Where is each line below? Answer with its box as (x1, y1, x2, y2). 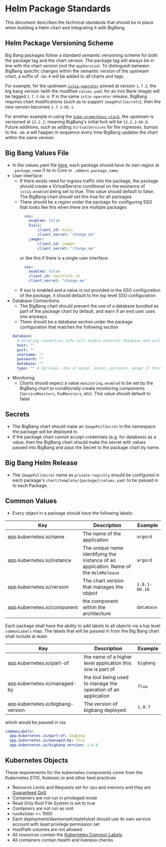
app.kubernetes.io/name (7, 533, 65, 540)
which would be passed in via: (5, 719, 67, 725)
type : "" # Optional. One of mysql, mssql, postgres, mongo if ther (17, 366, 161, 371)
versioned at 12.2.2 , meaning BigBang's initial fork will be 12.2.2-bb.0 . (5, 118, 149, 124)
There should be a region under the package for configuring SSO (19, 199, 152, 205)
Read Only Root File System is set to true (12, 800, 95, 806)
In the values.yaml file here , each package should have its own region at (12, 162, 160, 168)
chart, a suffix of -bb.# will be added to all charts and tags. (5, 73, 125, 79)
